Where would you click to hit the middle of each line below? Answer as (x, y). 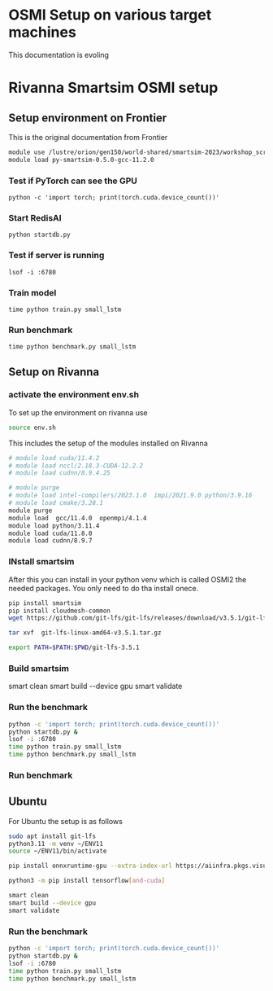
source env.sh (32, 428)
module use (27, 152)
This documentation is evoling (59, 55)
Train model (32, 292)
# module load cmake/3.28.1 (56, 503)
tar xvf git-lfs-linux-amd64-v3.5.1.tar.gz (85, 633)
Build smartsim (39, 668)
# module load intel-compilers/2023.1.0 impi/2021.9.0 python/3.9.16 (130, 495)
